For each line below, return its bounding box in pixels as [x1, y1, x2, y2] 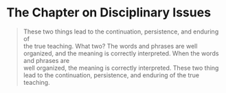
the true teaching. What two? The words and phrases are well [23, 42, 198, 50]
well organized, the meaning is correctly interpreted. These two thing [23, 64, 219, 72]
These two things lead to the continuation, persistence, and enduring [23, 27, 219, 36]
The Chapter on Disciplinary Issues [6, 5, 211, 21]
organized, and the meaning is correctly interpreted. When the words [23, 49, 219, 57]
